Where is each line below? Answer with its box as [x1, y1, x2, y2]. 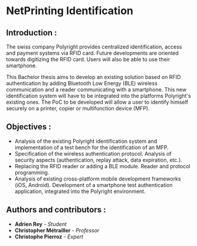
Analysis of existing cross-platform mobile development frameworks [14, 175, 181, 182]
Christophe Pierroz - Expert [14, 233, 84, 240]
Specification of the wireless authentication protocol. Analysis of [14, 150, 172, 157]
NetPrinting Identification [6, 4, 134, 18]
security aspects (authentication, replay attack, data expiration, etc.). [14, 156, 183, 163]
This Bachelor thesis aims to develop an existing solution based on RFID [6, 74, 181, 80]
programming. [14, 169, 50, 176]
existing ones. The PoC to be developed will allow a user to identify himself [6, 99, 189, 106]
